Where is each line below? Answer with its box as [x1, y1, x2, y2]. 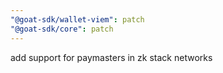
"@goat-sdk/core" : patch [10, 24, 114, 34]
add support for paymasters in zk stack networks [10, 51, 213, 63]
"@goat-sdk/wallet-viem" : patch [10, 14, 145, 25]
